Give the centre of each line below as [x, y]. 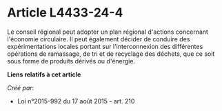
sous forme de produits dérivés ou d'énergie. [71, 61]
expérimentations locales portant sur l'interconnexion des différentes [105, 46]
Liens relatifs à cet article [44, 74]
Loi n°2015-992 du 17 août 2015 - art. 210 [76, 101]
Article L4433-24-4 [65, 13]
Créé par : [21, 88]
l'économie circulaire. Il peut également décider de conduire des [99, 39]
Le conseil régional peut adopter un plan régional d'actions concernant [108, 32]
